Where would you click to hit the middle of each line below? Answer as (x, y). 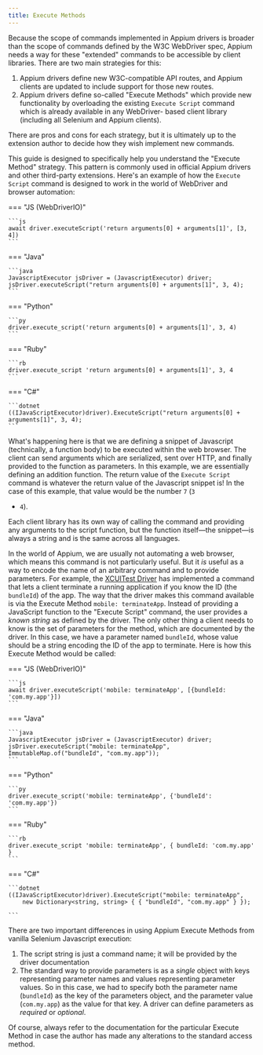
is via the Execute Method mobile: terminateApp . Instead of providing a (123, 603)
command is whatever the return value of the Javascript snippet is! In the (126, 483)
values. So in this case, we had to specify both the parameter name (128, 987)
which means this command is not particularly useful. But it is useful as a (126, 561)
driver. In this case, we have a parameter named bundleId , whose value (123, 637)
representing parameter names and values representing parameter (127, 979)
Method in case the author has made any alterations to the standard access (130, 1035)
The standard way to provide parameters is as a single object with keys (135, 970)
